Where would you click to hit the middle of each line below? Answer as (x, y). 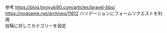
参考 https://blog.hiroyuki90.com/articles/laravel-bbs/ (60, 7)
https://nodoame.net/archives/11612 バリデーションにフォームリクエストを (82, 13)
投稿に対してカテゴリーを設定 (36, 26)
